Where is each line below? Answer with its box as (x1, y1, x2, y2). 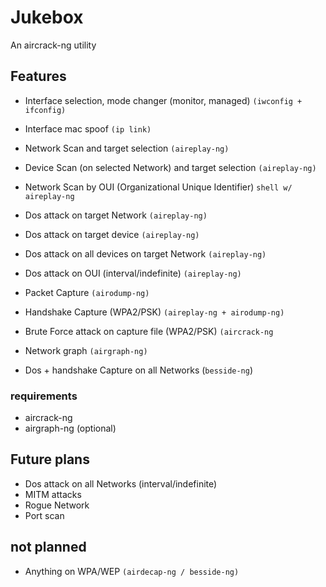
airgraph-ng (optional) (24, 422, 117, 435)
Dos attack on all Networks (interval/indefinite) (24, 477, 218, 490)
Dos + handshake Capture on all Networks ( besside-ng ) (24, 364, 254, 376)
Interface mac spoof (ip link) (24, 122, 152, 135)
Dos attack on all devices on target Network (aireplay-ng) (24, 247, 267, 260)
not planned (10, 539, 87, 556)
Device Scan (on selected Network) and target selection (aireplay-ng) (24, 161, 317, 173)
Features (10, 68, 67, 85)
